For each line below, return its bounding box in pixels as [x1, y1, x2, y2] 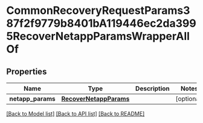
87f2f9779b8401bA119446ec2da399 [6, 16, 196, 30]
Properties [6, 66, 47, 76]
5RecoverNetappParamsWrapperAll [6, 30, 190, 43]
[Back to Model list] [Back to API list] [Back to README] [6, 110, 145, 117]
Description [135, 84, 170, 93]
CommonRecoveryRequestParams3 [6, 4, 190, 18]
